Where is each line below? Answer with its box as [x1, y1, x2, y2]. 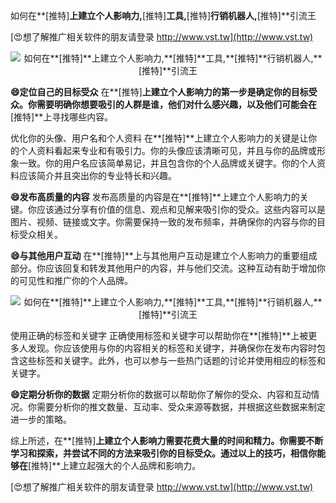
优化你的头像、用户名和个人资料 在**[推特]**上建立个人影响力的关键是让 [10, 132, 309, 144]
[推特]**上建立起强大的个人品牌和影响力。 [28, 460, 202, 471]
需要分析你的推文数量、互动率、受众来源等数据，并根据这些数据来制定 [36, 401, 326, 413]
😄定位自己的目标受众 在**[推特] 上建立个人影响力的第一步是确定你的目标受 [10, 86, 318, 98]
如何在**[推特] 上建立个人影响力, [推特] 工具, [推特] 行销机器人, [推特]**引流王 [10, 10, 317, 21]
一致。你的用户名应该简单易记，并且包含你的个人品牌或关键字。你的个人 [18, 157, 317, 169]
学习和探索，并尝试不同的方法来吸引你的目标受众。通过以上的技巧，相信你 [10, 447, 317, 459]
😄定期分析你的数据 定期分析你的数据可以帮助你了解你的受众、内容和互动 [10, 389, 312, 400]
